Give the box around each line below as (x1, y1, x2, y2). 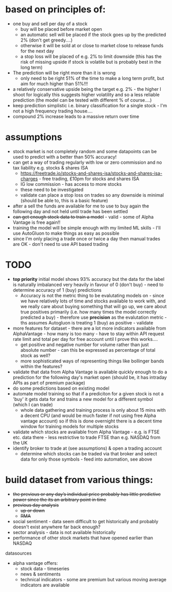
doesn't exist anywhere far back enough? (12, 524, 101, 530)
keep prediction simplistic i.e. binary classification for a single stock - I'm (12, 102, 167, 108)
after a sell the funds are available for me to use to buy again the (12, 203, 149, 209)
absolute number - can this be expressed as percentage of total (20, 347, 156, 353)
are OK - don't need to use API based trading (12, 241, 109, 247)
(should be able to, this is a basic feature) (20, 197, 108, 203)
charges (20, 176, 38, 182)
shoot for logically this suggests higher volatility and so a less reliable (12, 91, 160, 98)
